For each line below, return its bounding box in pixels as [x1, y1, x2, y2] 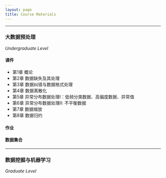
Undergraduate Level [5, 45, 48, 51]
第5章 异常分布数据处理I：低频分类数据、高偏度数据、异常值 [12, 94, 134, 99]
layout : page [5, 7, 32, 12]
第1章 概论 [12, 69, 33, 75]
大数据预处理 [5, 34, 36, 41]
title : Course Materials [5, 12, 56, 17]
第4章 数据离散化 [12, 88, 47, 93]
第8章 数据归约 [12, 112, 43, 118]
